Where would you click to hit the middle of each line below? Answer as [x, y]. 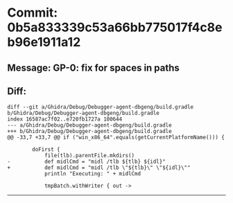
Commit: [33, 13]
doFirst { [46, 150]
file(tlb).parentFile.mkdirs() [89, 156]
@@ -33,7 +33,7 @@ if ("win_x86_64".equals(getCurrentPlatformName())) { [116, 138]
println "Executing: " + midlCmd [92, 174]
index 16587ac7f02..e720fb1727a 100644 [65, 119]
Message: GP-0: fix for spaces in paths [94, 68]
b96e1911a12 [44, 42]
